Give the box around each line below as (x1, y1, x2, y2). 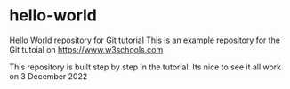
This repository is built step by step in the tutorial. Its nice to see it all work (9, 61, 282, 72)
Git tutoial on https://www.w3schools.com (9, 44, 164, 54)
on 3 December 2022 (9, 70, 88, 81)
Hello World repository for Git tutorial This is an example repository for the (9, 35, 281, 45)
